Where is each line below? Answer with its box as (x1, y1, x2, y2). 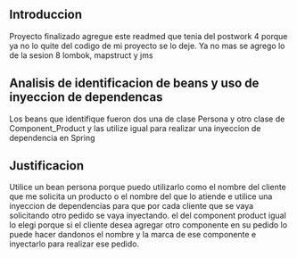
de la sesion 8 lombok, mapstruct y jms (9, 49, 153, 61)
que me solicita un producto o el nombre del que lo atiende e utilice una (9, 191, 273, 202)
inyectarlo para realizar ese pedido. (9, 238, 140, 249)
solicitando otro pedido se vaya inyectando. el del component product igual (9, 210, 287, 221)
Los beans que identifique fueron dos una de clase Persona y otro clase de (9, 113, 285, 124)
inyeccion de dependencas (9, 89, 163, 105)
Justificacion (9, 158, 85, 173)
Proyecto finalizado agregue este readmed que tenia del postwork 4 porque (9, 30, 288, 41)
